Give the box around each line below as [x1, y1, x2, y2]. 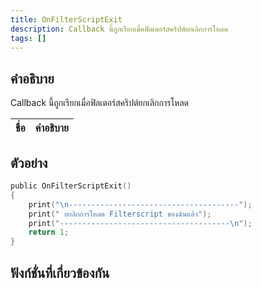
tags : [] [10, 33, 47, 43]
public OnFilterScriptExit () [10, 181, 132, 191]
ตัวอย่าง [10, 154, 48, 171]
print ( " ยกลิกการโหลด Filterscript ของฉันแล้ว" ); [28, 209, 212, 219]
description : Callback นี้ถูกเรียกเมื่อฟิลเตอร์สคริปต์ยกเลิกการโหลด [10, 24, 228, 34]
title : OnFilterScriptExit [10, 14, 123, 25]
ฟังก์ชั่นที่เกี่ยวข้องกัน [10, 264, 110, 281]
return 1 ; [28, 227, 70, 238]
